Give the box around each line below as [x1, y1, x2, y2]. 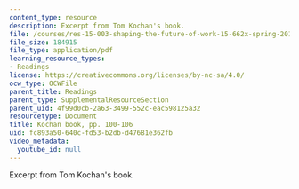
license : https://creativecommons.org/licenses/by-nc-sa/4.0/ [9, 71, 245, 80]
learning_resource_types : [9, 54, 105, 63]
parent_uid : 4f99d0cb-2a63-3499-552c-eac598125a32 [9, 104, 201, 113]
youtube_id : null [17, 145, 82, 154]
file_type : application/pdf [9, 46, 114, 55]
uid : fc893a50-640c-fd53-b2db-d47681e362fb [9, 129, 174, 138]
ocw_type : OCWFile [9, 79, 77, 88]
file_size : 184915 [9, 37, 77, 47]
